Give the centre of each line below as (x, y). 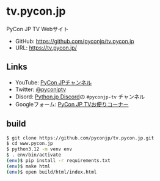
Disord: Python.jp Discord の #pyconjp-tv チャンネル (80, 97)
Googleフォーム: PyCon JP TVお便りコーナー (72, 104)
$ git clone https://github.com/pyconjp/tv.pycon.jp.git (80, 138)
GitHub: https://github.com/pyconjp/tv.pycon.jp (75, 41)
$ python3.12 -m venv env (39, 149)
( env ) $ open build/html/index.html (52, 172)
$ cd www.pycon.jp (30, 144)
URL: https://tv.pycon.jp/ (46, 48)
